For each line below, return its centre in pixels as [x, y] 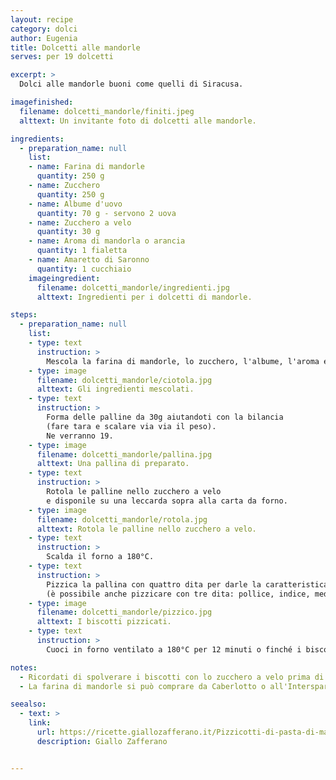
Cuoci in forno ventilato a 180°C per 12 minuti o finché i [174, 649]
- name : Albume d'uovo [75, 204]
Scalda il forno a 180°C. [100, 557]
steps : [24, 315]
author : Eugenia [44, 38]
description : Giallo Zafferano [102, 741]
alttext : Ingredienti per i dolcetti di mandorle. [144, 297]
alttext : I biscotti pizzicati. [104, 622]
